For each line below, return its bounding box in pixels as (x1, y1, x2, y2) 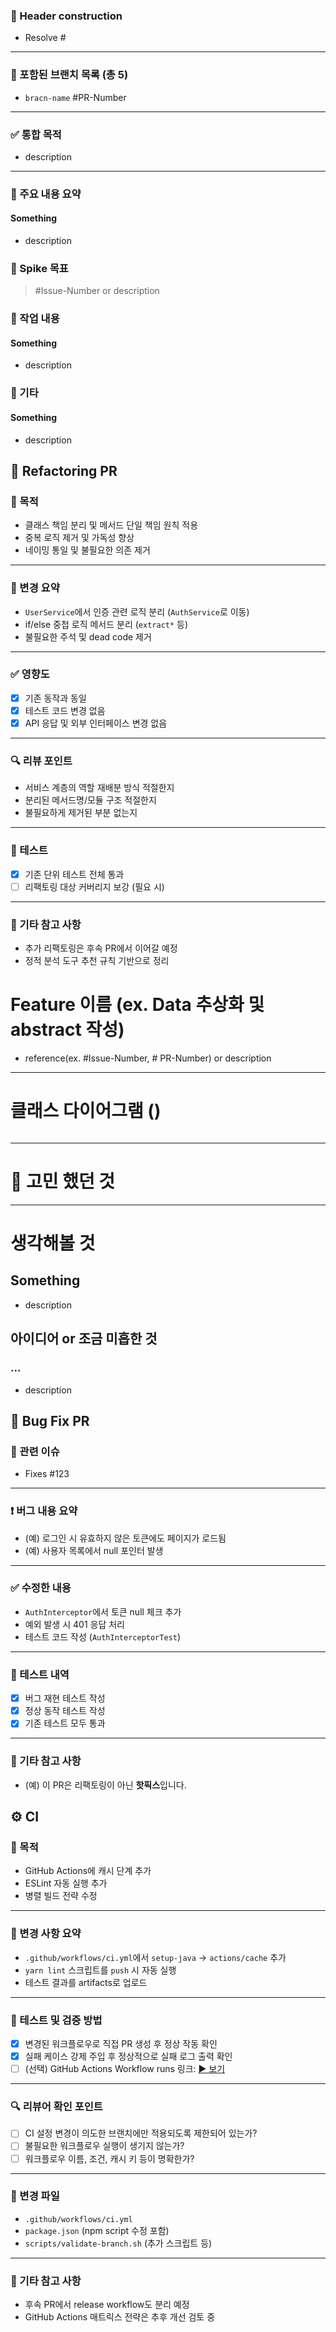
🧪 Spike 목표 (10, 261, 69, 275)
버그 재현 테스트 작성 (24, 1692, 106, 1704)
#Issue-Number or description (34, 285, 160, 297)
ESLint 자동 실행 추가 (24, 1877, 108, 1889)
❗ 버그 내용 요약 (10, 1504, 78, 1518)
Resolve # (24, 32, 67, 44)
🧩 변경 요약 (10, 581, 60, 595)
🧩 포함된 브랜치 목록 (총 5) (10, 68, 129, 82)
